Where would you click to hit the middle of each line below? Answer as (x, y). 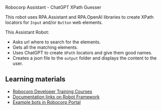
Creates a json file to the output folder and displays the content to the (85, 58)
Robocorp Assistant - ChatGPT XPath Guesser (53, 7)
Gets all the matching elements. (45, 47)
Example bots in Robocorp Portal (47, 102)
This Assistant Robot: (27, 32)
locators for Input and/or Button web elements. (54, 22)
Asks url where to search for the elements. (57, 42)
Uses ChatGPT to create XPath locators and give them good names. (82, 53)
